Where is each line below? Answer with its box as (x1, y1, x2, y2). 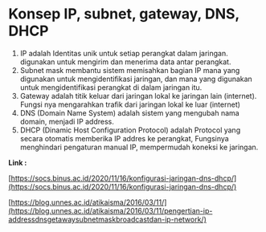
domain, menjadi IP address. (19, 116, 115, 126)
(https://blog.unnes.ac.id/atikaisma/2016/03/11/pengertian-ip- (8, 206, 213, 215)
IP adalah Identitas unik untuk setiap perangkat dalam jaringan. (19, 48, 229, 58)
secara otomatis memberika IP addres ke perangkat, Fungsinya (19, 133, 229, 143)
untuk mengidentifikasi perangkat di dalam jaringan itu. (19, 82, 203, 92)
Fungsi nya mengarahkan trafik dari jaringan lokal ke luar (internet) (19, 100, 241, 109)
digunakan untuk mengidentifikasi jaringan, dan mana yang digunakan (19, 74, 253, 83)
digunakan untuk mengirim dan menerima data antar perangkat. (19, 57, 231, 67)
